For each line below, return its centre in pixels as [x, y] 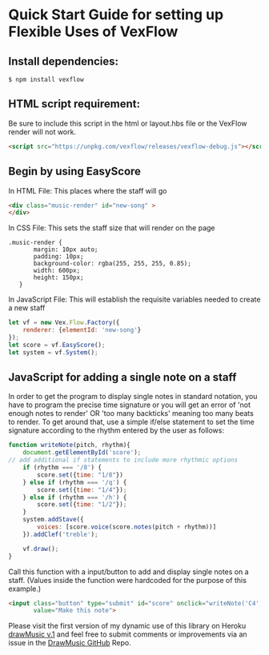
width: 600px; [57, 271]
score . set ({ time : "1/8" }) [80, 475]
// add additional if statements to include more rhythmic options [123, 460]
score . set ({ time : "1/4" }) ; [82, 489]
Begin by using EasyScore [75, 172]
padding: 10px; [58, 257]
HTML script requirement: [74, 104]
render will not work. [42, 132]
